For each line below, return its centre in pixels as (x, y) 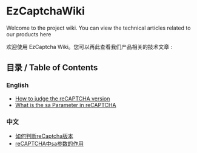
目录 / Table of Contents (52, 68)
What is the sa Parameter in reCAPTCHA (65, 105)
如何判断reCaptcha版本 (44, 136)
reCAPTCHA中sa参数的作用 (49, 143)
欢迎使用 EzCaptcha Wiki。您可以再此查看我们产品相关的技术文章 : (89, 47)
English (18, 85)
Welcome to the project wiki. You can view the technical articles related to (98, 28)
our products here (29, 34)
